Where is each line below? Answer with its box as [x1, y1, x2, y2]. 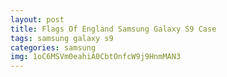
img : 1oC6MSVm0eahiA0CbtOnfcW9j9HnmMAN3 [10, 52, 182, 62]
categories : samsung [10, 42, 97, 53]
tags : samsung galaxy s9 [10, 33, 114, 43]
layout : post [10, 14, 65, 25]
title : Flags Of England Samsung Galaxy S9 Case [10, 24, 217, 34]
